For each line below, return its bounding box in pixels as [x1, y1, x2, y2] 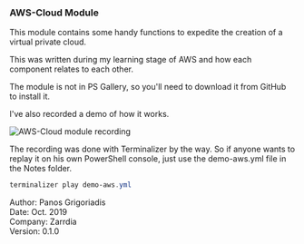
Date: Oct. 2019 [9, 207, 68, 218]
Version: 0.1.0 [9, 226, 60, 237]
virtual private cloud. [9, 36, 87, 47]
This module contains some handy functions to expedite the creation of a [9, 27, 283, 38]
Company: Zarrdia [9, 216, 77, 228]
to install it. [9, 91, 51, 102]
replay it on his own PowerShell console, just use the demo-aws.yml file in [9, 153, 287, 164]
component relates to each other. [9, 63, 134, 74]
